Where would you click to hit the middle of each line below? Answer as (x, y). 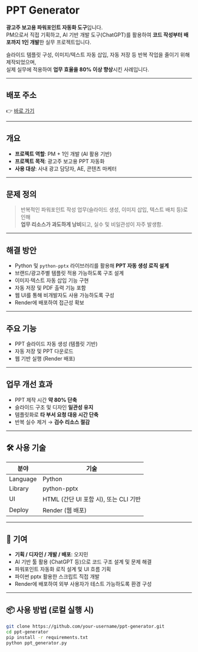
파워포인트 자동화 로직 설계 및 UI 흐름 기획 (63, 569)
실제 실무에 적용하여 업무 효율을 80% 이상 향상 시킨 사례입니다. (77, 69)
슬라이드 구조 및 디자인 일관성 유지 (54, 407)
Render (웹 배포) (65, 510)
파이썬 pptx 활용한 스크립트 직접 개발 (57, 576)
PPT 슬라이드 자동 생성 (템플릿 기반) (56, 344)
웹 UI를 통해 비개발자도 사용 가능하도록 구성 (65, 295)
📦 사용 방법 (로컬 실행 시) (50, 610)
